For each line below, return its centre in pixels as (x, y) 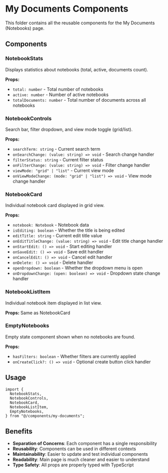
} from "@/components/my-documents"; (45, 416)
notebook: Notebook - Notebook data (51, 225)
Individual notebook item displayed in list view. (54, 303)
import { (14, 389)
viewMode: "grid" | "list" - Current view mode (63, 170)
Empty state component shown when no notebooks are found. (70, 336)
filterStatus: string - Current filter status (58, 159)
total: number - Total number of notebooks (58, 89)
